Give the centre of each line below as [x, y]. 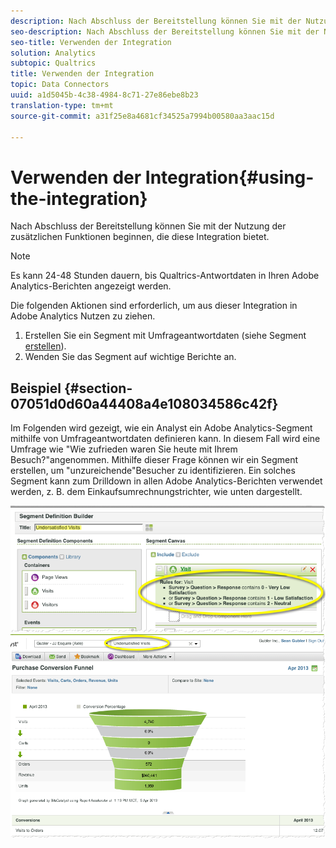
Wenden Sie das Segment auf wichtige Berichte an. [130, 357]
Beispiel [36, 388]
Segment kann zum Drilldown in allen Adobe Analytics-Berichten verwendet [166, 481]
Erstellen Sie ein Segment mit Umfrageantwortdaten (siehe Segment [165, 336]
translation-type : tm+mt [62, 105]
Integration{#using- [229, 177]
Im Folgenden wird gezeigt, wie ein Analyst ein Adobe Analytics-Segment [161, 428]
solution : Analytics [53, 53]
